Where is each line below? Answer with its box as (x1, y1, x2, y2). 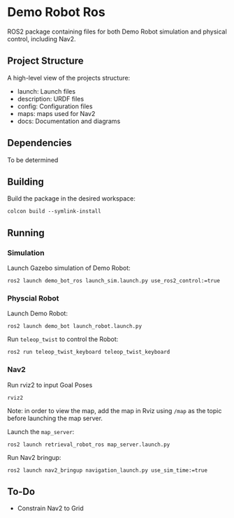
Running (7, 226, 45, 238)
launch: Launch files (17, 87, 75, 95)
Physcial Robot (7, 293, 59, 303)
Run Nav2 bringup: (7, 453, 61, 461)
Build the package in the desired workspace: (7, 194, 136, 203)
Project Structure (7, 55, 84, 67)
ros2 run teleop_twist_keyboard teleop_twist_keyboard (7, 349, 170, 356)
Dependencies (7, 137, 72, 149)
